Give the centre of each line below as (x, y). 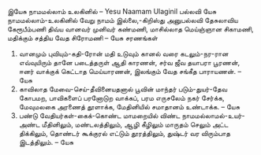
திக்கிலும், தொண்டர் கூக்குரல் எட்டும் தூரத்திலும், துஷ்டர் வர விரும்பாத (125, 133)
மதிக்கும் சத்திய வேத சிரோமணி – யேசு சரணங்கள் (83, 38)
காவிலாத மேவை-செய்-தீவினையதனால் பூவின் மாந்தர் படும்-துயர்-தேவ (123, 89)
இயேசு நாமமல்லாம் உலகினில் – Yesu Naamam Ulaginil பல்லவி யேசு (112, 11)
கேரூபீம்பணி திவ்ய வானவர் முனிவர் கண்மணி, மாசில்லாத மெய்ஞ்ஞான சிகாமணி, (130, 29)
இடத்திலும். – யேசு (46, 142)
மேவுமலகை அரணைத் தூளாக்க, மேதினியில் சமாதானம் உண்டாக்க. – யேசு (129, 107)
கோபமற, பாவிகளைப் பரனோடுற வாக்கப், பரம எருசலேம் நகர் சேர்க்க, (121, 98)
